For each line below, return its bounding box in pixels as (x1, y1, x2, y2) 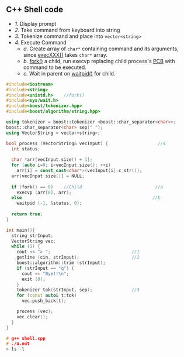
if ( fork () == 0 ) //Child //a (11, 184, 164, 190)
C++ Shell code (6, 5, 63, 15)
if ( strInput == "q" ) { (16, 265, 75, 271)
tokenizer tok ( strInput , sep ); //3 (16, 287, 140, 293)
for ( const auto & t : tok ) (16, 293, 77, 298)
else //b (11, 195, 161, 201)
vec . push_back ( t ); (21, 298, 67, 304)
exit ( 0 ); (21, 276, 46, 282)
